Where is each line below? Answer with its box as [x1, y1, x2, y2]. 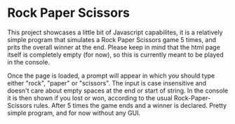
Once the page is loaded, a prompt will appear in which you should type [7, 71, 215, 80]
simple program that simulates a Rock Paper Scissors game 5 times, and [7, 35, 216, 43]
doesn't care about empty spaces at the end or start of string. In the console [7, 86, 229, 95]
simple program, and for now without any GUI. [7, 109, 141, 117]
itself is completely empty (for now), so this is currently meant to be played [7, 50, 224, 59]
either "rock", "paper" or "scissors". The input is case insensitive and [7, 78, 207, 87]
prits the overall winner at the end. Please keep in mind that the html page [7, 43, 221, 51]
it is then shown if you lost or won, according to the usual [7, 93, 173, 102]
